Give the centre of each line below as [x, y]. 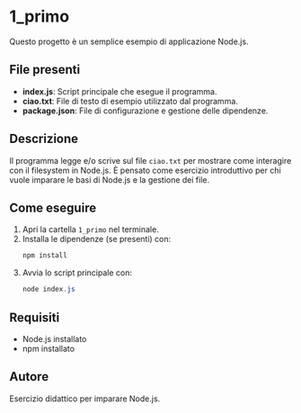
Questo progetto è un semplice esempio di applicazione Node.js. [129, 41]
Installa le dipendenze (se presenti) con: [97, 239]
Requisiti [35, 317]
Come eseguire [53, 207]
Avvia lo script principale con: [77, 273]
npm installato [48, 348]
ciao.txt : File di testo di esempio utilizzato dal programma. [130, 101]
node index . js [49, 290]
